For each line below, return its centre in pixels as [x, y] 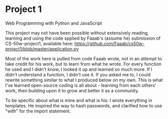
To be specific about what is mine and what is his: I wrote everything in [79, 100]
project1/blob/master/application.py [42, 49]
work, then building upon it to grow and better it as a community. [72, 90]
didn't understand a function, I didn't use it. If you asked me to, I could [78, 74]
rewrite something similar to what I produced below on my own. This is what [84, 80]
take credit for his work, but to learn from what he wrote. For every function [83, 64]
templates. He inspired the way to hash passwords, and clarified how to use [84, 105]
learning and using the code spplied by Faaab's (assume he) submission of [83, 38]
